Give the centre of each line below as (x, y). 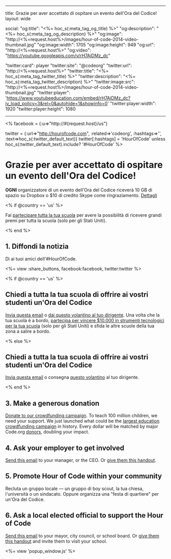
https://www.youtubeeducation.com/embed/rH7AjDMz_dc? (69, 98)
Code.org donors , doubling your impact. (47, 432)
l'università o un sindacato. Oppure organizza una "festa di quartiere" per (82, 494)
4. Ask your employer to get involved (65, 448)
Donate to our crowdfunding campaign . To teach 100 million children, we (81, 416)
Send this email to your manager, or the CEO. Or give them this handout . (81, 460)
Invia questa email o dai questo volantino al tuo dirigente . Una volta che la (83, 315)
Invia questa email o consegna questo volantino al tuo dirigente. (72, 377)
